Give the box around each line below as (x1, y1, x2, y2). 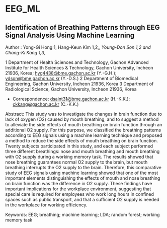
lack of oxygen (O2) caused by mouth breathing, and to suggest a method (5, 116, 159, 122)
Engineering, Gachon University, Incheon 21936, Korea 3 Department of (5, 81, 154, 87)
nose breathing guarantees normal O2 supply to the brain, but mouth (5, 159, 148, 165)
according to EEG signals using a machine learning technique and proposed (5, 132, 162, 138)
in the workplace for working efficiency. (5, 202, 88, 208)
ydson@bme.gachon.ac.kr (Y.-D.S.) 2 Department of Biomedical (5, 75, 138, 81)
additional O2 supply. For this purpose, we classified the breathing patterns (5, 127, 161, 133)
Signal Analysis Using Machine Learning (5, 31, 135, 39)
